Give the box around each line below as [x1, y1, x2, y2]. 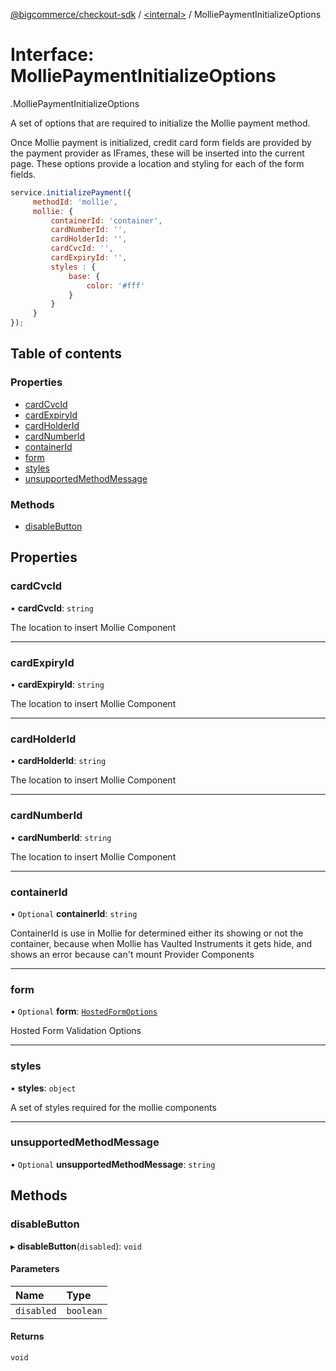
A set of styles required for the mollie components [10, 1101, 217, 1113]
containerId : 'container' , [50, 215, 163, 226]
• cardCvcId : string [10, 602, 95, 614]
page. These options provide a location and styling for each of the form [10, 157, 305, 169]
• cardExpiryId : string [10, 679, 105, 691]
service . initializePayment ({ [10, 187, 132, 198]
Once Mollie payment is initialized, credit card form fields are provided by [10, 136, 312, 148]
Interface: [10, 44, 95, 66]
